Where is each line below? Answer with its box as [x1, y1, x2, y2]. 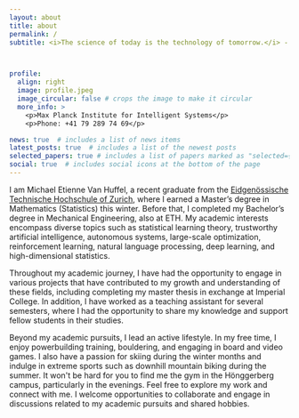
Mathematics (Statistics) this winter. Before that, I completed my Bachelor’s [9, 203, 285, 213]
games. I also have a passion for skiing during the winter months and [9, 350, 262, 361]
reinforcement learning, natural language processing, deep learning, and [9, 241, 276, 252]
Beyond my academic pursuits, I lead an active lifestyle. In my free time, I [9, 332, 278, 342]
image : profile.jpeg [17, 86, 93, 95]
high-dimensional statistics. [9, 250, 110, 261]
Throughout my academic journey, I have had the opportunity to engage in [9, 268, 282, 278]
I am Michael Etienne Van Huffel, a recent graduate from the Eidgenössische [9, 184, 289, 195]
